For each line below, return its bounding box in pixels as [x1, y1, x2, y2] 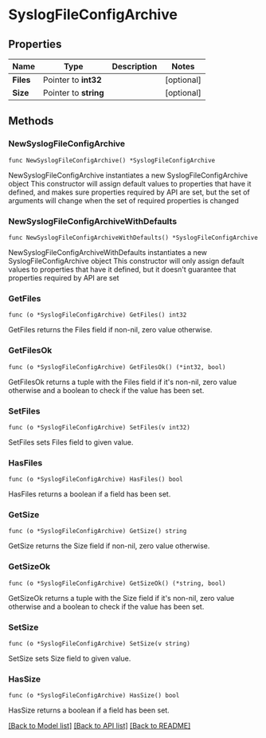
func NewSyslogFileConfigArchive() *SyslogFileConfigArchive [8, 156, 216, 164]
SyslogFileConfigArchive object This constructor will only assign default [8, 256, 244, 265]
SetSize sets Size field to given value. [8, 654, 131, 663]
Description [111, 61, 158, 72]
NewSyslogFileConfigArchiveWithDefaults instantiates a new [8, 247, 208, 257]
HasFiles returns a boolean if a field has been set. [8, 489, 171, 499]
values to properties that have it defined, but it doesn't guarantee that [8, 265, 237, 274]
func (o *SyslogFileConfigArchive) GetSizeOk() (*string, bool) [8, 579, 226, 587]
